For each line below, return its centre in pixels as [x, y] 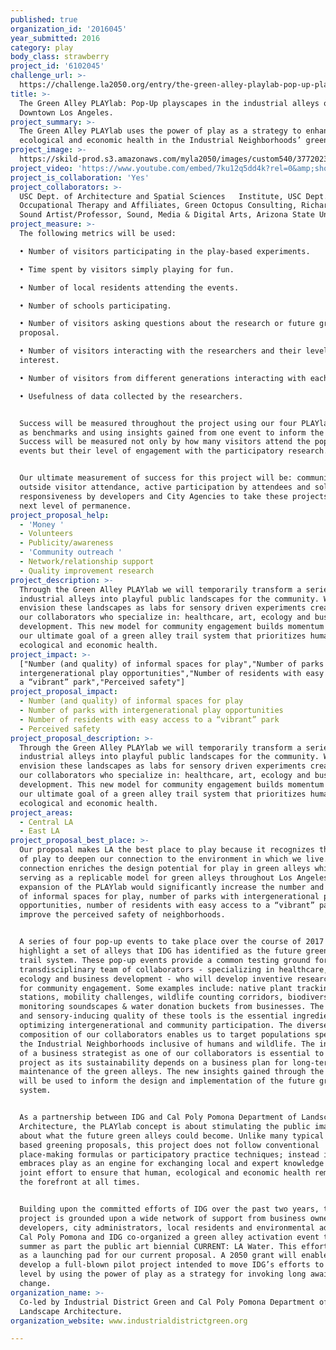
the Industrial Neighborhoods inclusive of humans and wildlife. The [167, 1044]
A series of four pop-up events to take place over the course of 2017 [172, 942]
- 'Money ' [42, 524]
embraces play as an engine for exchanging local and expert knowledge [172, 1164]
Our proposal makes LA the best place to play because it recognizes [167, 850]
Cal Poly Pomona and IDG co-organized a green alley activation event [169, 1237]
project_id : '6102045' [57, 66]
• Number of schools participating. [95, 306]
